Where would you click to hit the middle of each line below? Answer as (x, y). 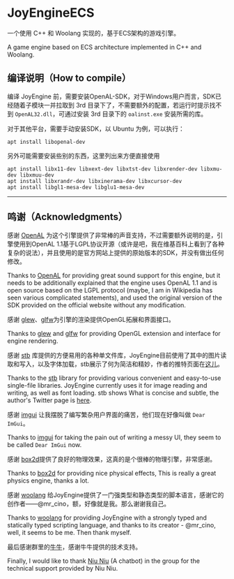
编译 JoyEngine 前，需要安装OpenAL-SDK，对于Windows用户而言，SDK (111, 96)
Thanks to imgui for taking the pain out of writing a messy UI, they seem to (114, 437)
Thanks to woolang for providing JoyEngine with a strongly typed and (107, 518)
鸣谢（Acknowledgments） (68, 217)
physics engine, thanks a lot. (48, 481)
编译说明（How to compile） (69, 78)
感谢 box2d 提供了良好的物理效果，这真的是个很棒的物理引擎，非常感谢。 (112, 459)
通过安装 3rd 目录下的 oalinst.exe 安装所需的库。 (136, 114)
